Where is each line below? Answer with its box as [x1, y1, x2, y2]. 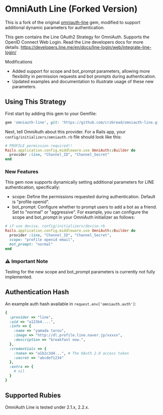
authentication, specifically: [5, 184, 60, 190]
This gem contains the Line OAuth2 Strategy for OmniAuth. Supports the [5, 34, 149, 40]
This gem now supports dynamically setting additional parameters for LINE [5, 179, 154, 185]
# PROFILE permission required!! [5, 143, 73, 148]
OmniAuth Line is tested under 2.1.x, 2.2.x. [5, 404, 89, 410]
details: [5, 44, 20, 50]
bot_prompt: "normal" [9, 241, 53, 247]
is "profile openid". [12, 199, 49, 205]
